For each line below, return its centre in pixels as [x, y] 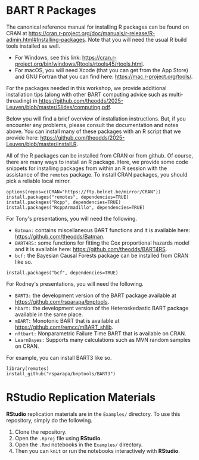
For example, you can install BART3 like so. [59, 357]
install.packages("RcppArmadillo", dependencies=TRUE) [76, 207]
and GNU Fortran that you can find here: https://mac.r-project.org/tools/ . [104, 76]
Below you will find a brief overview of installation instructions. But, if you [96, 118]
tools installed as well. [33, 46]
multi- [176, 94]
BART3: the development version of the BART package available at [96, 295]
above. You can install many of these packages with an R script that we [94, 131]
